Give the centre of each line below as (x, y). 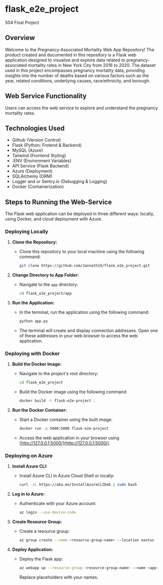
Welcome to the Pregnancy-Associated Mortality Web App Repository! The (80, 49)
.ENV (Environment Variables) (42, 161)
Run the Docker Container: (39, 410)
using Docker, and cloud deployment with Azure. (54, 219)
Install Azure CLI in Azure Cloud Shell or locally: (67, 476)
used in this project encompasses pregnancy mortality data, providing (75, 70)
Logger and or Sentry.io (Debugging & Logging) (60, 182)
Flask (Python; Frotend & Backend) (47, 145)
